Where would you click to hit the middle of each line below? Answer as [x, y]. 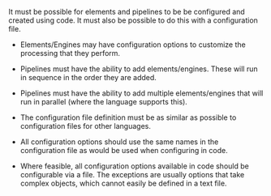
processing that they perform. [70, 53]
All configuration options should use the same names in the [119, 142]
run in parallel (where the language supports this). [104, 102]
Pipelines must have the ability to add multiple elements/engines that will [142, 93]
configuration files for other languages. [86, 126]
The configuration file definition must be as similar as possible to [128, 117]
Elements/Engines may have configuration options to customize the [133, 45]
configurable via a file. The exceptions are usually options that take [132, 175]
